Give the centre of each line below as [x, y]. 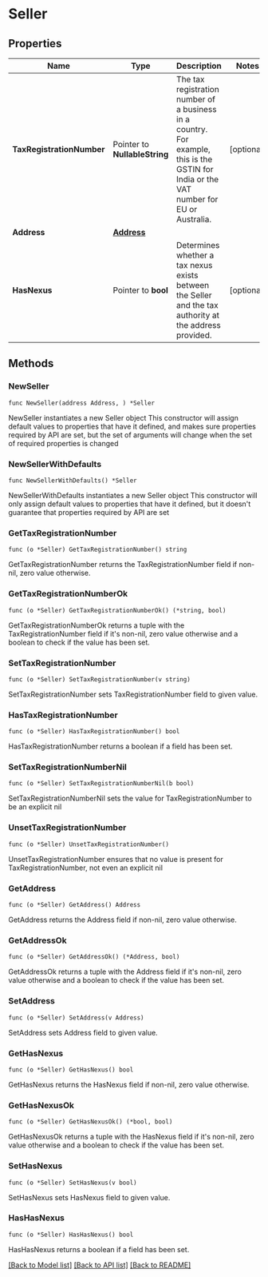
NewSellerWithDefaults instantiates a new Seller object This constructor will [133, 495]
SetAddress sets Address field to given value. [83, 1032]
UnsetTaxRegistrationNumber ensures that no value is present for [116, 859]
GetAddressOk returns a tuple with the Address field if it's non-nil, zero [125, 972]
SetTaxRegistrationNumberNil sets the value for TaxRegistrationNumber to [130, 798]
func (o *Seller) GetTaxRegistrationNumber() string [98, 550]
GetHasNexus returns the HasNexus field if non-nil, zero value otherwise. [129, 1084]
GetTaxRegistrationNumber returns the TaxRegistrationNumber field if [123, 565]
